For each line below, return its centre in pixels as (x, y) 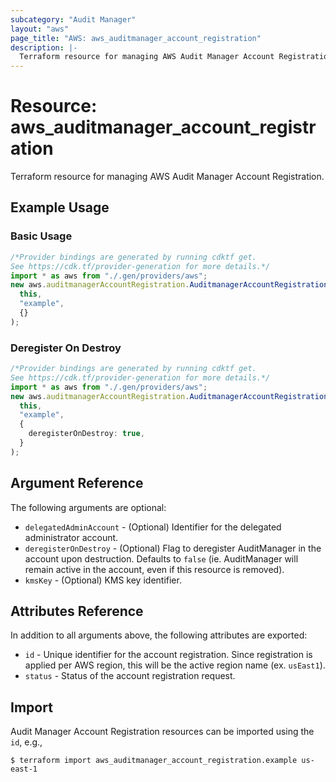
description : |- (44, 47)
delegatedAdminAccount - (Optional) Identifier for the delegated (153, 527)
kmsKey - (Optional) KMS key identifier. (103, 580)
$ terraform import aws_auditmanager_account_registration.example (154, 761)
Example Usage (60, 207)
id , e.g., (26, 742)
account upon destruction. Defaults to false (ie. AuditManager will (161, 558)
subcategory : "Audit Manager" (73, 19)
